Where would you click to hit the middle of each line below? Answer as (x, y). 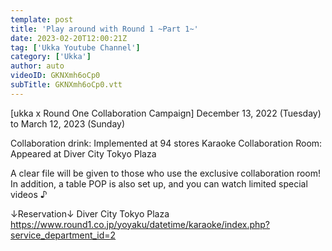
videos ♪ (29, 194)
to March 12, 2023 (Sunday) (68, 123)
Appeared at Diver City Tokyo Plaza (83, 153)
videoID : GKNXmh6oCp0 (55, 76)
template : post (42, 19)
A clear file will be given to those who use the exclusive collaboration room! (166, 173)
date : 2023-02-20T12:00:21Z (69, 38)
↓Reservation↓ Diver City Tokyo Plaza (90, 213)
